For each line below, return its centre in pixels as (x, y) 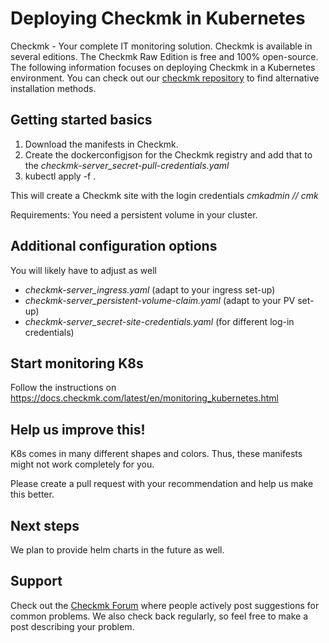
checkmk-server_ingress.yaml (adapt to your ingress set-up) (150, 289)
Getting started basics (81, 120)
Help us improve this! (78, 429)
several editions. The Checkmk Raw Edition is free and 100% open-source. (164, 56)
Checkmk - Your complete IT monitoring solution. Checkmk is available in (161, 46)
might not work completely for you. (82, 464)
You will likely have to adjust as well (83, 270)
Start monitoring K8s (77, 363)
